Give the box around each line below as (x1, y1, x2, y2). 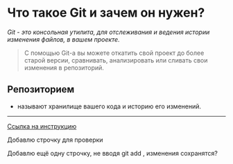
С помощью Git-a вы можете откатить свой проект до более (24, 49, 205, 57)
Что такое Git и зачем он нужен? (7, 5, 205, 21)
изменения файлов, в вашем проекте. (7, 35, 120, 43)
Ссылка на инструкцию (7, 122, 77, 130)
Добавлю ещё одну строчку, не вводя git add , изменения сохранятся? (7, 149, 218, 157)
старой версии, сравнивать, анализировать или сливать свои (24, 56, 208, 64)
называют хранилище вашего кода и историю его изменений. (17, 102, 202, 110)
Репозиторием (7, 83, 75, 95)
